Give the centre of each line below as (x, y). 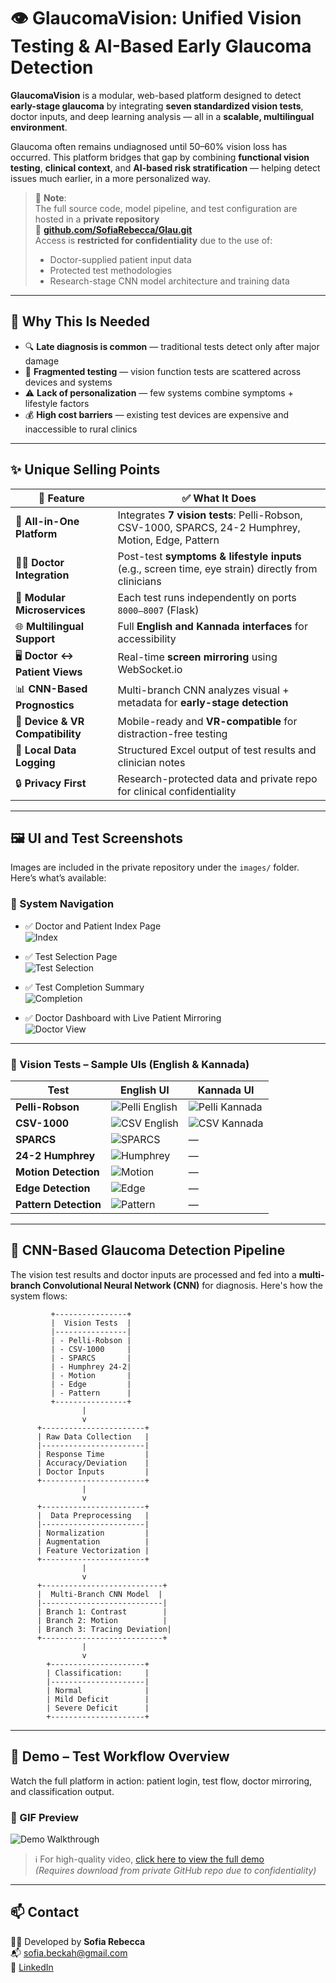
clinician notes (151, 762)
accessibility (147, 638)
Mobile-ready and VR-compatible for (207, 721)
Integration (42, 575)
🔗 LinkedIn (32, 1967)
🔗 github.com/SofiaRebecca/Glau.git (113, 229)
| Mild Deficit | (98, 1699)
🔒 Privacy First (51, 783)
